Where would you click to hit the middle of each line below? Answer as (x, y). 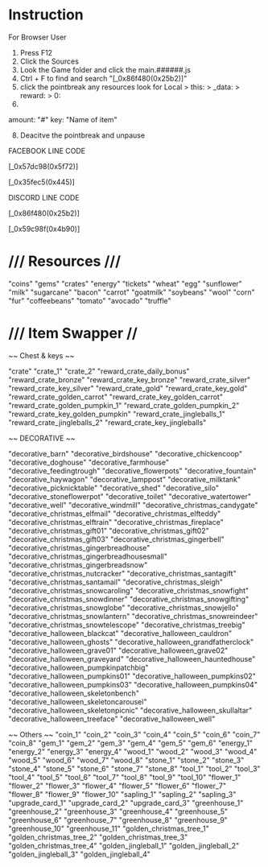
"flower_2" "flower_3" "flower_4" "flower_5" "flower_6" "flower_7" (118, 786)
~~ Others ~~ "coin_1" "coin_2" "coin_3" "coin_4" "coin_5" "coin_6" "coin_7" (134, 734)
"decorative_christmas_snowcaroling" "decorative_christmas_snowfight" (129, 590)
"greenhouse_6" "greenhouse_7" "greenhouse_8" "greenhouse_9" (118, 820)
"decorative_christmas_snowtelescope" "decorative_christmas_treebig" (127, 625)
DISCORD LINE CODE (44, 197)
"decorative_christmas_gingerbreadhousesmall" (88, 556)
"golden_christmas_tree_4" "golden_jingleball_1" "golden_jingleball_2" (124, 845)
